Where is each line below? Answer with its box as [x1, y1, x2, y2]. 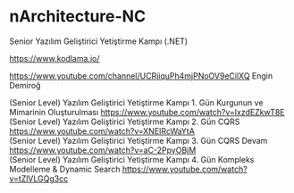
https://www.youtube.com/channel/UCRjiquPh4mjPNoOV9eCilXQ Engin [9, 70, 273, 81]
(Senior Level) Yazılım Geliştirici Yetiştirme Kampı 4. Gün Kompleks [9, 154, 255, 164]
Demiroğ [9, 80, 41, 90]
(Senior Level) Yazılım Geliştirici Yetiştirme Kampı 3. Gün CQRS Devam [9, 135, 268, 146]
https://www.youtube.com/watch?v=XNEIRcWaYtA [9, 125, 195, 136]
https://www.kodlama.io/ [9, 53, 100, 63]
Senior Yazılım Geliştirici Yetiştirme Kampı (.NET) [9, 36, 189, 46]
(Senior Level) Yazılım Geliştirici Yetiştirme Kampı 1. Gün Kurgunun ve [9, 96, 264, 108]
